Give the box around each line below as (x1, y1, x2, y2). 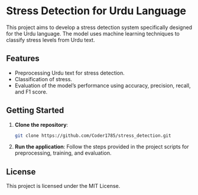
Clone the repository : (14, 121, 69, 128)
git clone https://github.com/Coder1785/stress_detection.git (14, 132, 171, 139)
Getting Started (6, 106, 64, 116)
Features (6, 53, 40, 63)
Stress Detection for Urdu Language (6, 4, 187, 18)
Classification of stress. (14, 75, 73, 82)
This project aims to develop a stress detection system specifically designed (6, 24, 193, 31)
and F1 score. (14, 88, 48, 95)
